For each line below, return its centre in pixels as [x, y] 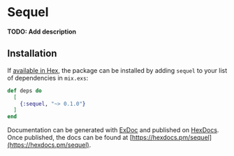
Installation [32, 54]
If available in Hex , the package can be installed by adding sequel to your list [117, 70]
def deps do [24, 91]
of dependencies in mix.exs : [48, 78]
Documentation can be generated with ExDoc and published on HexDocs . [113, 130]
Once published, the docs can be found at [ [70, 138]
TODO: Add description [42, 31]
